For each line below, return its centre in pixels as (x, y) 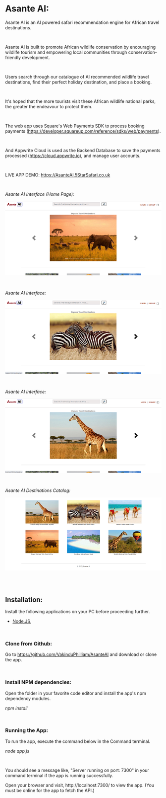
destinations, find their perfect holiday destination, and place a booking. (79, 82)
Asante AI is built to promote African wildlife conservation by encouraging (81, 47)
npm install (16, 708)
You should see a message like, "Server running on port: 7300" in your (77, 770)
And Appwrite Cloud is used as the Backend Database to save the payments (83, 150)
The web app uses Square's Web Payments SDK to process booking (75, 126)
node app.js (17, 751)
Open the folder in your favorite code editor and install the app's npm (76, 693)
